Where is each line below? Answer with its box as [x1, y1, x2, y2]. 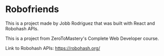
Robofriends [5, 4, 59, 15]
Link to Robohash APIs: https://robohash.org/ [5, 45, 101, 51]
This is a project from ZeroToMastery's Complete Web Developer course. [5, 35, 159, 41]
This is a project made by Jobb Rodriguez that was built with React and [5, 20, 155, 26]
